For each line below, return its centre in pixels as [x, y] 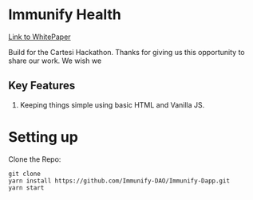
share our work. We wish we [55, 61]
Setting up [43, 137]
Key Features [42, 86]
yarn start [26, 188]
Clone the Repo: [35, 159]
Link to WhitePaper [40, 37]
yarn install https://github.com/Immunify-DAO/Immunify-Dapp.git [119, 181]
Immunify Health [65, 15]
